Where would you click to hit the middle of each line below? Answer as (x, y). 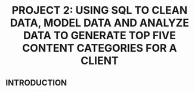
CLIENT (100, 61)
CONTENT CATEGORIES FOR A (100, 48)
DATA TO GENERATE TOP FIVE (100, 36)
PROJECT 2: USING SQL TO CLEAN (100, 10)
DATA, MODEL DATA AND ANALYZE (100, 23)
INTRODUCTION (36, 83)
